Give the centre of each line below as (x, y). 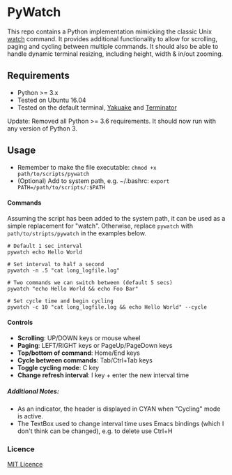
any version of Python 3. (42, 128)
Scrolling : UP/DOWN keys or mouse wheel (79, 338)
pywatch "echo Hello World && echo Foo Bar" (73, 288)
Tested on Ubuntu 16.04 (52, 100)
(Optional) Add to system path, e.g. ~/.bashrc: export (93, 181)
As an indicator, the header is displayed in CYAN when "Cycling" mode (119, 409)
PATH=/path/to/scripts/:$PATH (61, 187)
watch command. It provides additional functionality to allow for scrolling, (113, 38)
